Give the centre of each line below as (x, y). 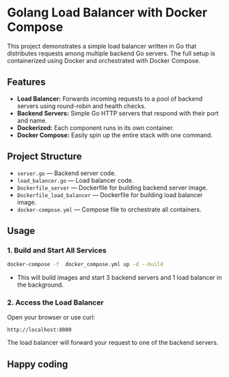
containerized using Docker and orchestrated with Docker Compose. (104, 60)
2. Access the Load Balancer (55, 302)
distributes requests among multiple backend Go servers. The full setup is (111, 53)
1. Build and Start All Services (57, 250)
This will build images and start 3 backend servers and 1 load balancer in (119, 278)
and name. (32, 120)
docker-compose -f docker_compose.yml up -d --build (85, 265)
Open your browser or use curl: (51, 317)
